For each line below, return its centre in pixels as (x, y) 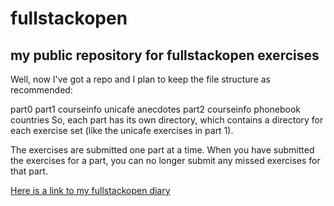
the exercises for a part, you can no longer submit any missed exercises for (165, 160)
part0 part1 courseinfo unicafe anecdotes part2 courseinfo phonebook (156, 109)
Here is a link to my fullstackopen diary (90, 190)
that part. (29, 171)
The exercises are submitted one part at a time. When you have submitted (162, 150)
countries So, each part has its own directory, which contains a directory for (167, 120)
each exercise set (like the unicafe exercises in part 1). (122, 130)
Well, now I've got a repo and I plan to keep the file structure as (140, 79)
